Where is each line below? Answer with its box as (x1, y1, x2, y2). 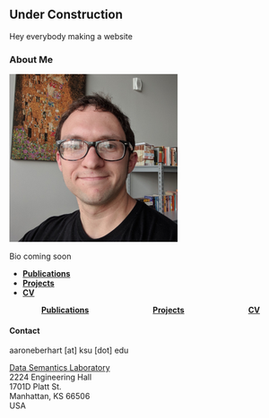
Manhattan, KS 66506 (9, 391, 91, 402)
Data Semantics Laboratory (9, 363, 110, 373)
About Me (9, 53, 54, 65)
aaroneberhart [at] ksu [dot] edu (9, 345, 129, 356)
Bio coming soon (9, 251, 72, 262)
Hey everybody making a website (9, 30, 133, 41)
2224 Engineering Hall (9, 371, 92, 383)
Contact (9, 325, 40, 336)
